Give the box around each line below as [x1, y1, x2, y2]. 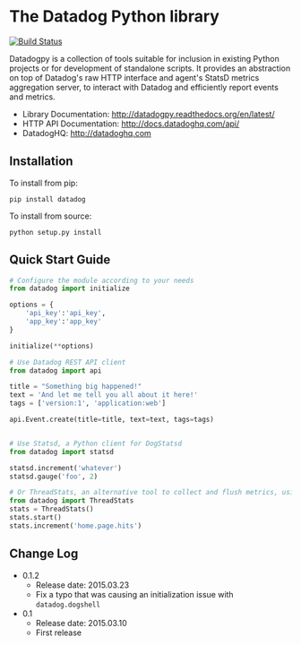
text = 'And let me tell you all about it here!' [9, 391, 199, 400]
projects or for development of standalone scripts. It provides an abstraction [9, 63, 291, 73]
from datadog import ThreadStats [9, 496, 134, 505]
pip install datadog [9, 194, 87, 203]
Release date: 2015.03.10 [35, 617, 127, 628]
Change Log [9, 546, 79, 562]
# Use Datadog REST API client [9, 357, 126, 366]
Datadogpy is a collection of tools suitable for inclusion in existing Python [9, 53, 279, 64]
